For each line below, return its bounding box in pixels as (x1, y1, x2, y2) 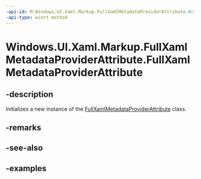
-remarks (5, 122, 41, 132)
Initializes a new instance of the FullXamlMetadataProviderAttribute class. (5, 105, 187, 113)
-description (5, 89, 53, 99)
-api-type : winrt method (5, 14, 68, 20)
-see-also (5, 143, 43, 153)
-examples (5, 163, 47, 174)
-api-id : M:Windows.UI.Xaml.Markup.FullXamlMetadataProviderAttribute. (5, 8, 188, 15)
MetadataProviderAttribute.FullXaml (5, 53, 190, 66)
